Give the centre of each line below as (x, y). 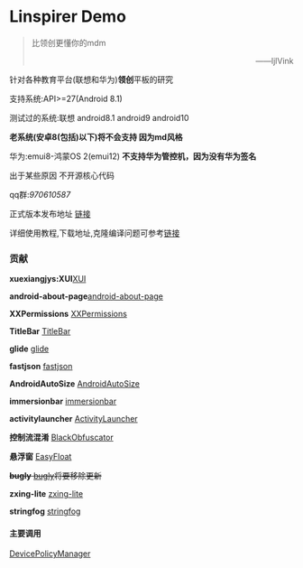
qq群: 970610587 (40, 194)
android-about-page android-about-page (87, 296)
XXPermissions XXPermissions (69, 314)
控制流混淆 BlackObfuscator (62, 438)
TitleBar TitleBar (40, 331)
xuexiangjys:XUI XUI (48, 279)
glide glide (29, 349)
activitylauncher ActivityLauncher (73, 419)
